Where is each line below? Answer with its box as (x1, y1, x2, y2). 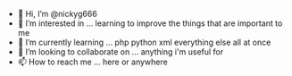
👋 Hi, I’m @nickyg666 (17, 9, 98, 19)
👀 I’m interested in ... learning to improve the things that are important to (17, 18, 283, 29)
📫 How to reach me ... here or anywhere (17, 56, 168, 67)
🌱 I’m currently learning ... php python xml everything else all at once (17, 37, 271, 47)
